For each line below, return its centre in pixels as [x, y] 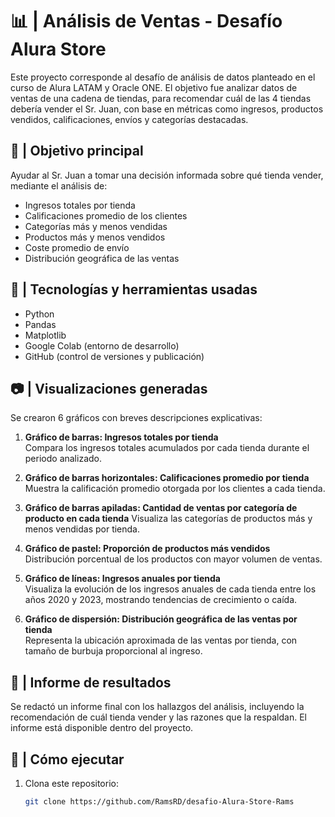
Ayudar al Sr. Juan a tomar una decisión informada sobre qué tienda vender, [167, 175]
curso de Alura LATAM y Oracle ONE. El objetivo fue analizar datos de [154, 87]
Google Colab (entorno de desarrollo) [102, 345]
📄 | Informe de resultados [91, 682]
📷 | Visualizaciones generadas [109, 388]
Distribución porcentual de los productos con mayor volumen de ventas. [173, 559]
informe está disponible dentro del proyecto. [102, 728]
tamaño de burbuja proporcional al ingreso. [113, 651]
